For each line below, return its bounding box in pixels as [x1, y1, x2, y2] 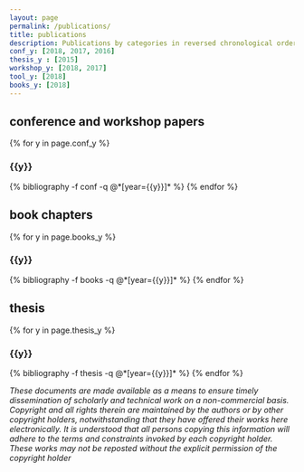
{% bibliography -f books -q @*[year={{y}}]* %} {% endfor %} [9, 274, 244, 285]
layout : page [9, 13, 59, 23]
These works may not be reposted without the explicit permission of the [9, 442, 278, 453]
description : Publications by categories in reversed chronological [9, 38, 273, 48]
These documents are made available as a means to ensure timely [9, 385, 259, 396]
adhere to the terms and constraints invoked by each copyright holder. [9, 433, 273, 444]
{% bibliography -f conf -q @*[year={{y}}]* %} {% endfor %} [9, 181, 238, 192]
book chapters [9, 207, 93, 222]
